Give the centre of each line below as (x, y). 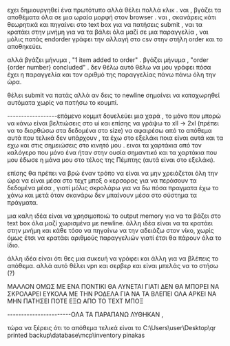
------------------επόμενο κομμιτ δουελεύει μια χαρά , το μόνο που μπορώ (114, 116)
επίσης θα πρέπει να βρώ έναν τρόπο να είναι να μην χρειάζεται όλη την (113, 173)
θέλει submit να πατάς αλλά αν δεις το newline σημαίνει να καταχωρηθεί (114, 95)
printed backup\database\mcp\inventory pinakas (76, 335)
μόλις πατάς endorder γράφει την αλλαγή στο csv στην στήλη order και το (115, 39)
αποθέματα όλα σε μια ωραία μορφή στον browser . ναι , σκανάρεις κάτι (112, 17)
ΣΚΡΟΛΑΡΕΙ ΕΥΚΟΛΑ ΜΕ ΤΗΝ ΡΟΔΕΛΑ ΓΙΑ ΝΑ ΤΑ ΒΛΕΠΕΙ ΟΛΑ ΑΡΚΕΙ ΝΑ (112, 294)
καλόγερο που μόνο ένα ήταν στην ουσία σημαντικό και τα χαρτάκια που (112, 152)
